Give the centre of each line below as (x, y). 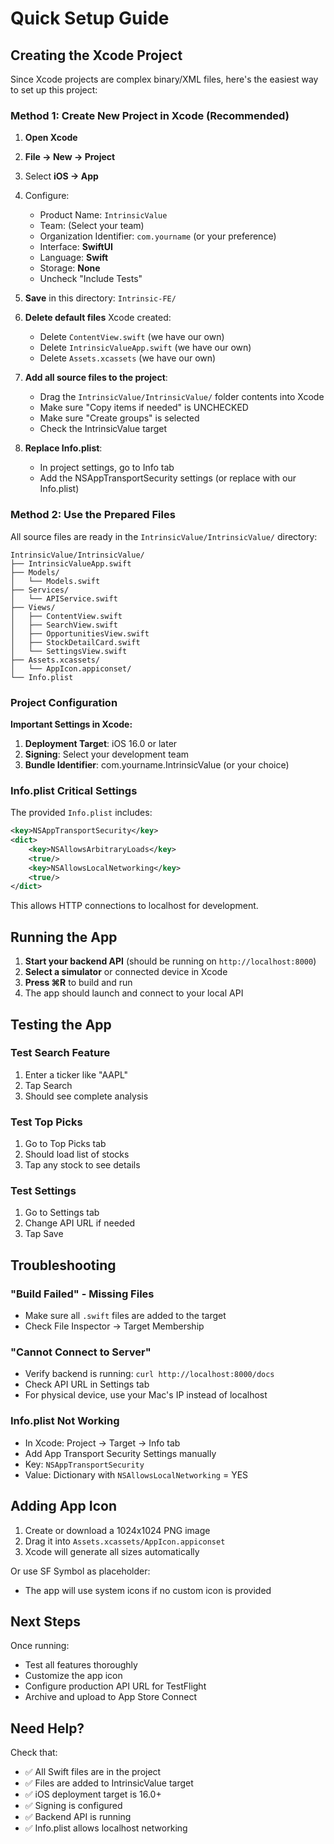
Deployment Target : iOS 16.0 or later (101, 743)
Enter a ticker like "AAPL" (76, 1074)
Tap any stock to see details (82, 1165)
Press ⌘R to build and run (78, 983)
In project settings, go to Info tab (107, 468)
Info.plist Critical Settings (74, 790)
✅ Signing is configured (73, 1806)
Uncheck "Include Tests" (91, 279)
